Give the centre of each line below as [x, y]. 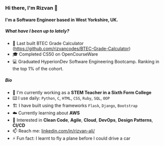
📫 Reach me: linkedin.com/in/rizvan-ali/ [54, 131]
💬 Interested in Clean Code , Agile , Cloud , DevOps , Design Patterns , [82, 120]
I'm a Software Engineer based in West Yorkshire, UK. [62, 20]
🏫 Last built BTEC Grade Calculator [48, 44]
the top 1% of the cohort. [38, 69]
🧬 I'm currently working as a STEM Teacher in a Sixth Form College [82, 93]
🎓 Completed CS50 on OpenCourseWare [55, 54]
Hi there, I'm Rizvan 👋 [32, 8]
